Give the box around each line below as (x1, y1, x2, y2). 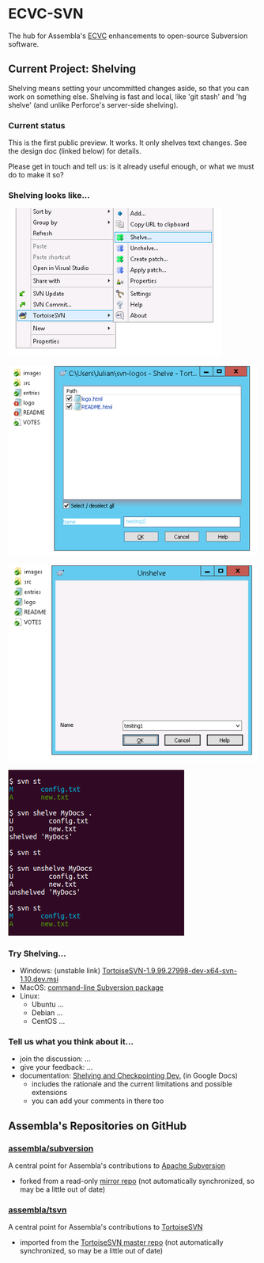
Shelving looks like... (8, 189, 91, 200)
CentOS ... (31, 1017, 66, 1026)
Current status (8, 120, 66, 131)
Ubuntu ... (31, 999, 65, 1010)
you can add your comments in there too (31, 1096, 164, 1105)
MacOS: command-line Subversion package (19, 983, 164, 992)
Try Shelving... (8, 948, 67, 959)
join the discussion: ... (19, 1054, 91, 1063)
